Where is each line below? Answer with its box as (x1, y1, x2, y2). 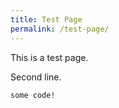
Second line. (10, 71, 62, 83)
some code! (10, 90, 56, 100)
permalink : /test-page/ (10, 24, 110, 34)
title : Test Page (10, 14, 83, 25)
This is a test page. (10, 51, 89, 63)
